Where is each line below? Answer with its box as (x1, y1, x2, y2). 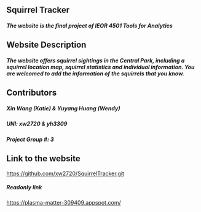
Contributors (6, 88, 57, 98)
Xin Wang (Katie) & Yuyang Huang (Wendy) (6, 104, 120, 112)
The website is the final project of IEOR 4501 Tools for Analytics (6, 21, 173, 29)
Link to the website (6, 153, 81, 164)
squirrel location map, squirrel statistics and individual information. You (6, 63, 195, 70)
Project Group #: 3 (6, 135, 54, 143)
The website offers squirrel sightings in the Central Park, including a (6, 56, 185, 64)
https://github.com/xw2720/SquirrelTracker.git (6, 170, 125, 177)
